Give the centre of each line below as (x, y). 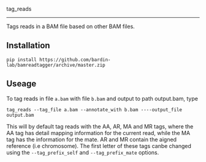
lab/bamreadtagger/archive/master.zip (56, 65)
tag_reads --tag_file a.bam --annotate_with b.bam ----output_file (94, 109)
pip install (21, 60)
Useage (21, 84)
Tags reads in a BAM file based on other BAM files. (71, 26)
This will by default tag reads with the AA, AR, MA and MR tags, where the (100, 126)
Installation (28, 46)
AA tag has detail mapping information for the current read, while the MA (98, 133)
